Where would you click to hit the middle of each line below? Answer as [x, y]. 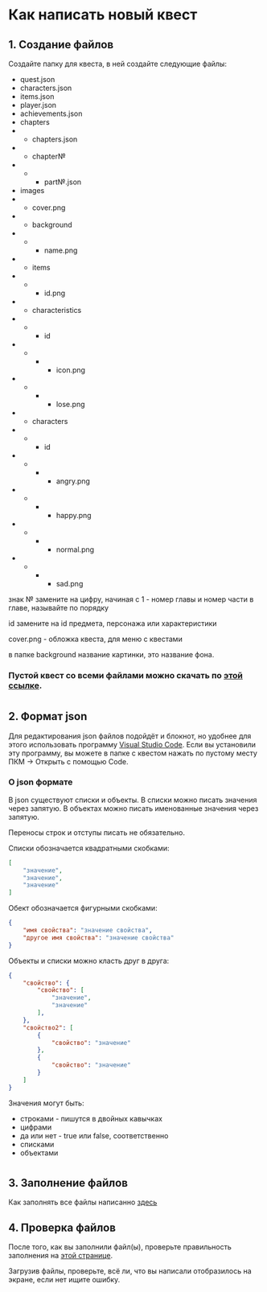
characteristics [57, 310]
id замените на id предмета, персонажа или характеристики [113, 623]
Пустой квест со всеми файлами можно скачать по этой [126, 675]
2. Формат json [48, 716]
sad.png [70, 584]
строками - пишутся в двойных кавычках [91, 1118]
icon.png [71, 370]
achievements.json [51, 113]
